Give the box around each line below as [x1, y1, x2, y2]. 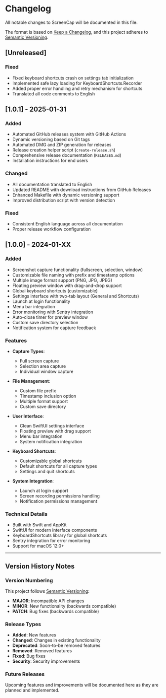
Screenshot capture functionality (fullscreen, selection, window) [12, 267, 143, 273]
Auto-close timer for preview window [12, 314, 88, 320]
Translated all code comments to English [12, 90, 95, 97]
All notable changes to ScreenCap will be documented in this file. [5, 19, 138, 25]
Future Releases [5, 671, 45, 678]
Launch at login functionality [12, 298, 71, 304]
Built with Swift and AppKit [12, 522, 67, 528]
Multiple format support [19, 398, 68, 404]
